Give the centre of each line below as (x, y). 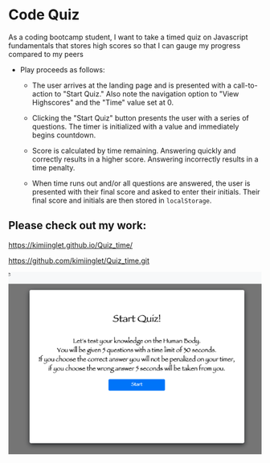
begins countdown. (64, 135)
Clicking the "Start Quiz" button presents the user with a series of (140, 117)
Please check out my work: (78, 225)
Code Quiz (44, 15)
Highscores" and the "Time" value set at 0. (103, 102)
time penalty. (53, 167)
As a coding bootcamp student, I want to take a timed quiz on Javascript (128, 37)
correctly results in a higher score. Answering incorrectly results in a (145, 159)
